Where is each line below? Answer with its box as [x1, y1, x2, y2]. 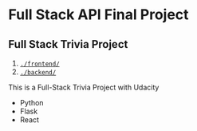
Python [19, 98, 44, 107]
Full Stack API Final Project [8, 6, 189, 24]
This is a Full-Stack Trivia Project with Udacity [8, 82, 160, 92]
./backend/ [19, 69, 57, 77]
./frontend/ [19, 60, 60, 68]
